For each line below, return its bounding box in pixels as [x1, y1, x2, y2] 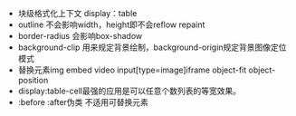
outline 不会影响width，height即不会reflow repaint [17, 19, 205, 30]
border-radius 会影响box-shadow [17, 31, 143, 41]
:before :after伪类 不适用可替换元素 [17, 97, 149, 107]
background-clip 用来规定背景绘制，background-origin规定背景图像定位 [17, 42, 287, 53]
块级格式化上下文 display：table [17, 8, 138, 18]
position [17, 75, 49, 85]
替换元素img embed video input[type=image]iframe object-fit [17, 64, 247, 75]
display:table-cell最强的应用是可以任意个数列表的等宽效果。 [17, 85, 242, 96]
